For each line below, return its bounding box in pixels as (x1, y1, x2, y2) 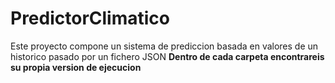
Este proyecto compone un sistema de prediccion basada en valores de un (10, 40, 319, 52)
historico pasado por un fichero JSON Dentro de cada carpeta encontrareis (10, 50, 325, 62)
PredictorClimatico (10, 7, 170, 30)
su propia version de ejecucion (10, 61, 142, 73)
